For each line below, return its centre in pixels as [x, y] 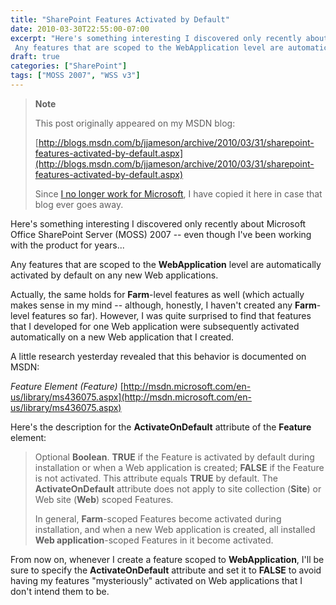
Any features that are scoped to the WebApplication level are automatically [166, 264]
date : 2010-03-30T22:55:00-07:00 [80, 29]
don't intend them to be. [60, 591]
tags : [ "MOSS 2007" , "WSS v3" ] [75, 76]
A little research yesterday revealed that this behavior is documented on [158, 356]
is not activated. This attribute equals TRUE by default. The [156, 478]
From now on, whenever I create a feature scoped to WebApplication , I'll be [167, 559]
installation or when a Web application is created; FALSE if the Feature [179, 467]
